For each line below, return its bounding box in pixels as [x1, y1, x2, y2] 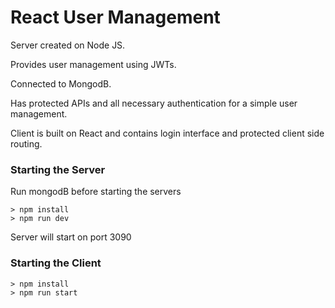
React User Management [10, 6, 221, 29]
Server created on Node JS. [10, 39, 126, 51]
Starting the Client [10, 256, 102, 270]
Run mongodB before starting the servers [10, 186, 182, 198]
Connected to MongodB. [10, 77, 112, 90]
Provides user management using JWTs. [10, 58, 177, 70]
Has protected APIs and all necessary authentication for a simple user [10, 97, 298, 109]
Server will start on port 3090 [10, 231, 132, 243]
